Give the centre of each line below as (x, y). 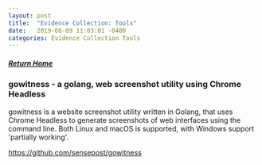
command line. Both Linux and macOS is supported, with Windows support (131, 128)
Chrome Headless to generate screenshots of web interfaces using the (125, 120)
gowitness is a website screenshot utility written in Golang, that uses (121, 112)
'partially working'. (39, 137)
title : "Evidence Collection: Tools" (72, 23)
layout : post (30, 16)
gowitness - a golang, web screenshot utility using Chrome (125, 84)
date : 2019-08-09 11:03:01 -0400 (67, 30)
